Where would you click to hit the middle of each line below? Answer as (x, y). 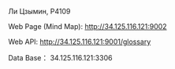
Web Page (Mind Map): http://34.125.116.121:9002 (87, 26)
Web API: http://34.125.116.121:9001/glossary (80, 42)
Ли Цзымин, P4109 (39, 11)
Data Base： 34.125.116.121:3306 (60, 58)
